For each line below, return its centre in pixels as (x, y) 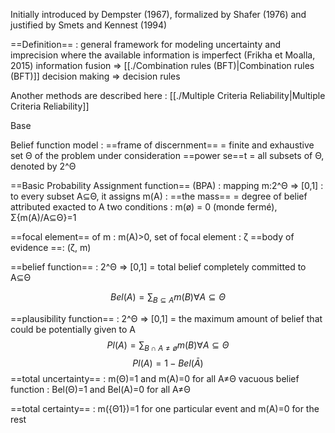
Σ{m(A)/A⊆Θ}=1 (43, 217)
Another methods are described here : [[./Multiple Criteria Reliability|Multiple (168, 95)
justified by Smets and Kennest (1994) (89, 25)
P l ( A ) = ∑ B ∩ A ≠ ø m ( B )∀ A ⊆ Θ (168, 346)
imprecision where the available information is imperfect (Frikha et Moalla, (163, 55)
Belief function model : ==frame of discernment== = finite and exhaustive (162, 145)
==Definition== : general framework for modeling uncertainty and (146, 44)
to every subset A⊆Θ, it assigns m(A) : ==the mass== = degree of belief (159, 196)
